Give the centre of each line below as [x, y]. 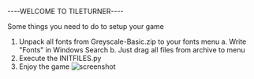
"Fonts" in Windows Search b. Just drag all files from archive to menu [132, 50]
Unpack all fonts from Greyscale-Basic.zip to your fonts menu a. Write [133, 41]
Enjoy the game [44, 66]
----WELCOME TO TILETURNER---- [65, 11]
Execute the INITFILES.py [60, 58]
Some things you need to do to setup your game [86, 26]
